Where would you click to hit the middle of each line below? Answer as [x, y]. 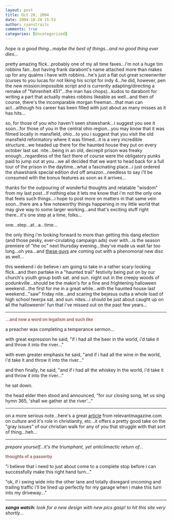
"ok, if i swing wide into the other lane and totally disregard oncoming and [83, 482]
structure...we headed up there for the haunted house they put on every [81, 145]
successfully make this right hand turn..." [49, 472]
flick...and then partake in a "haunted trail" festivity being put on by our [80, 272]
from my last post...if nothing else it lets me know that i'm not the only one [83, 193]
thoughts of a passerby [29, 457]
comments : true [21, 29]
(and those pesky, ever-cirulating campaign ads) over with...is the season [83, 240]
